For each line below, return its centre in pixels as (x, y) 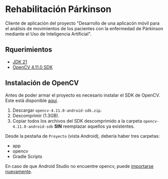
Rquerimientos (29, 50)
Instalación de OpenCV (42, 83)
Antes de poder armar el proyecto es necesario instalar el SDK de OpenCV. (83, 95)
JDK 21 (20, 62)
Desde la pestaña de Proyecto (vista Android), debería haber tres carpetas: (82, 136)
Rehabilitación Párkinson (58, 9)
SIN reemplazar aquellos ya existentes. (95, 126)
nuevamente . (19, 171)
